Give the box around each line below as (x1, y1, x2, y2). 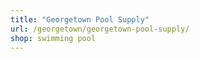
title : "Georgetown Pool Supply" (10, 14, 150, 25)
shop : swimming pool (10, 33, 97, 43)
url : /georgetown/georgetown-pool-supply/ (10, 24, 190, 34)
